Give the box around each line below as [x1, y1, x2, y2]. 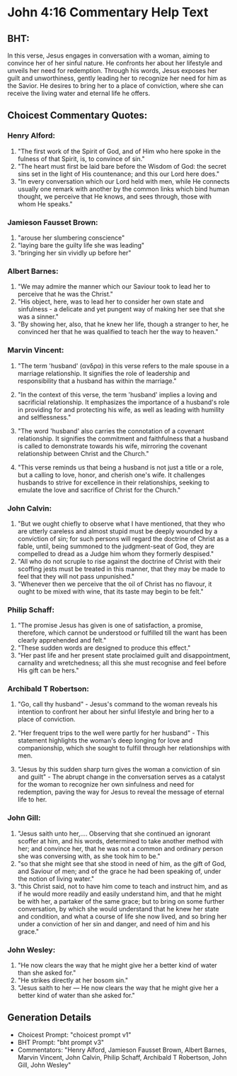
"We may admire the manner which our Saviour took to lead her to [17, 282, 211, 291]
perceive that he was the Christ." [17, 290, 113, 299]
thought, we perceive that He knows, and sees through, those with [17, 192, 212, 201]
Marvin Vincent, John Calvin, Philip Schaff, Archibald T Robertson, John [17, 1053, 228, 1061]
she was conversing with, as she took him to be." [17, 852, 161, 860]
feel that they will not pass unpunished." [17, 572, 134, 580]
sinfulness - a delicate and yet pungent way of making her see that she [17, 305, 225, 314]
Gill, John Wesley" [17, 1060, 71, 1069]
